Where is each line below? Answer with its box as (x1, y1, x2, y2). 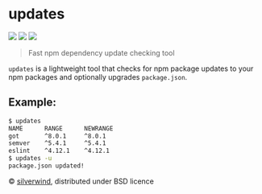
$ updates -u (8, 155, 52, 163)
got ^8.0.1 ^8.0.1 (8, 132, 106, 140)
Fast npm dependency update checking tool (27, 47, 175, 57)
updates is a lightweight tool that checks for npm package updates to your (8, 64, 254, 73)
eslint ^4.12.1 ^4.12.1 (8, 147, 110, 155)
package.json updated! (8, 162, 85, 170)
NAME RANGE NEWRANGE (8, 124, 114, 133)
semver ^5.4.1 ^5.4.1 (8, 139, 106, 147)
